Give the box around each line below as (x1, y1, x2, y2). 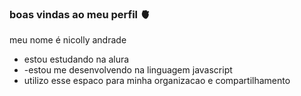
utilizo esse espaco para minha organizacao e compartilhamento (23, 75, 291, 87)
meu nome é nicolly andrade (9, 34, 127, 46)
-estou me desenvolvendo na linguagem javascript (23, 64, 233, 76)
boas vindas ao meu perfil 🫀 (9, 7, 151, 21)
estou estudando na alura (23, 53, 130, 66)
